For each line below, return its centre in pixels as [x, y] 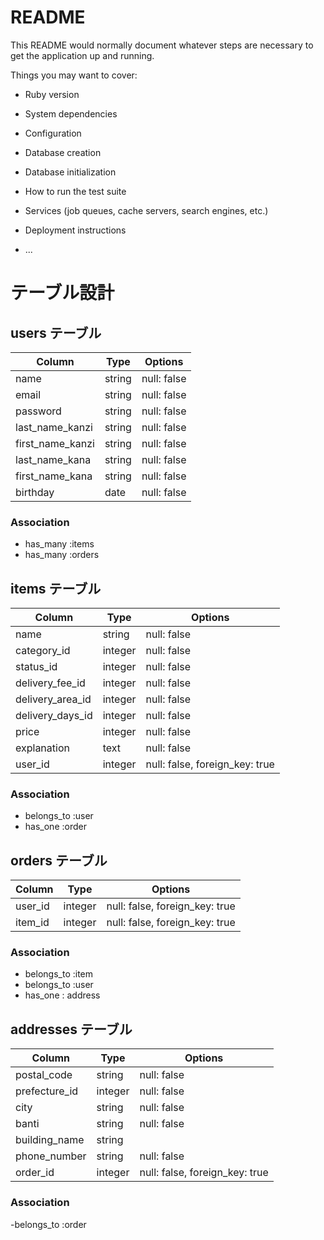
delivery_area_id [53, 699]
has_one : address [62, 995]
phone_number [51, 1156]
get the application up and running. [82, 55]
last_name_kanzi [54, 427]
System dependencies [71, 113]
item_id [32, 923]
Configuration [53, 133]
